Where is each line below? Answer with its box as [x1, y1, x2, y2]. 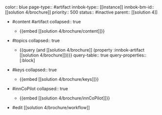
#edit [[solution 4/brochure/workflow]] [12, 105, 90, 110]
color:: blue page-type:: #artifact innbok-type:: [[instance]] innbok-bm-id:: [5, 4, 155, 10]
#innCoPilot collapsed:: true [12, 86, 68, 92]
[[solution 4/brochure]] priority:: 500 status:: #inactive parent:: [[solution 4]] [5, 9, 158, 15]
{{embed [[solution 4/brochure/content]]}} [19, 28, 105, 34]
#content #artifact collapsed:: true [12, 19, 81, 24]
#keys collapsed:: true [12, 67, 57, 73]
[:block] [19, 57, 35, 63]
